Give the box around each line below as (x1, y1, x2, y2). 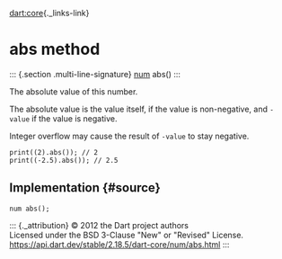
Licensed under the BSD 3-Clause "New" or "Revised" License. (9, 229, 244, 240)
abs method (9, 40, 101, 59)
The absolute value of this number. (9, 85, 138, 97)
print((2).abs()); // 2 (9, 147, 99, 156)
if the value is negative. (31, 112, 118, 124)
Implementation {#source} (9, 180, 162, 196)
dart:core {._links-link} (9, 8, 90, 18)
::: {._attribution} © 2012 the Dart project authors (9, 219, 189, 230)
